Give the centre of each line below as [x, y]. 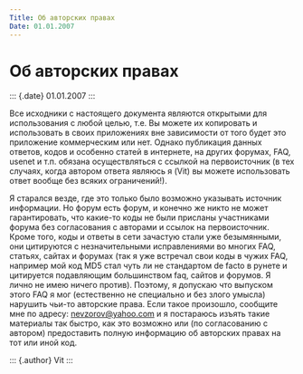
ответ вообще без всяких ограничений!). [88, 181]
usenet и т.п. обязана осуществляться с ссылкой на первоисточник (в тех [152, 162]
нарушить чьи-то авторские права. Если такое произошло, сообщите [144, 304]
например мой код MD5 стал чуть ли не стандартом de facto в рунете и [148, 266]
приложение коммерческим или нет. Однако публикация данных [136, 142]
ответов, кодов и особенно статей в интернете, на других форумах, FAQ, [150, 152]
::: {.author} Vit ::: [42, 360]
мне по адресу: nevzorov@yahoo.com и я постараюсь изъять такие [140, 314]
